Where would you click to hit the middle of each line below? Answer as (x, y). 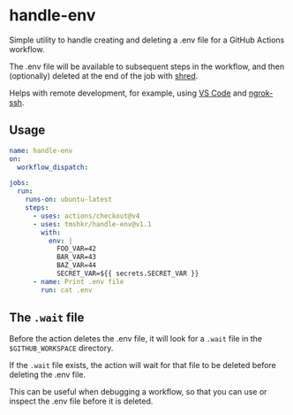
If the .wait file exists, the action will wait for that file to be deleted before (143, 365)
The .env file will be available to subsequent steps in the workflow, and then (147, 66)
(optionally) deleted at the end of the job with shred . (104, 75)
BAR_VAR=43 (76, 257)
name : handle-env (41, 150)
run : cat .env (67, 290)
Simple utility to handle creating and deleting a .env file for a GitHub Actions (147, 40)
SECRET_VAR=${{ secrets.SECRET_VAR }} (128, 273)
